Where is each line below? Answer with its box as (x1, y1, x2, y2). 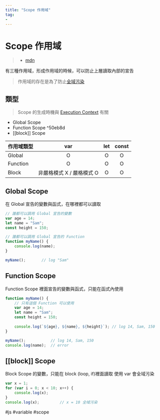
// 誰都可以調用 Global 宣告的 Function (5, 234, 85, 240)
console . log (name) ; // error (5, 342, 69, 348)
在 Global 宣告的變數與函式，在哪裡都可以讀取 (5, 201, 101, 207)
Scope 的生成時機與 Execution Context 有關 (17, 109, 109, 116)
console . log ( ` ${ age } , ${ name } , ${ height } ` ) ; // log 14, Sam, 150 (14, 324, 155, 329)
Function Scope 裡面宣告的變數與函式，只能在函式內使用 (5, 286, 124, 292)
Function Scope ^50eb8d (12, 125, 65, 131)
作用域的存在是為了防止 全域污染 (17, 79, 85, 85)
